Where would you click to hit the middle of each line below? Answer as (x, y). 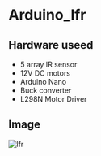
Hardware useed (51, 45)
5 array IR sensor (48, 64)
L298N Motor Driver (53, 99)
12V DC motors (45, 73)
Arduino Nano (43, 82)
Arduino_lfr (47, 15)
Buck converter (46, 90)
